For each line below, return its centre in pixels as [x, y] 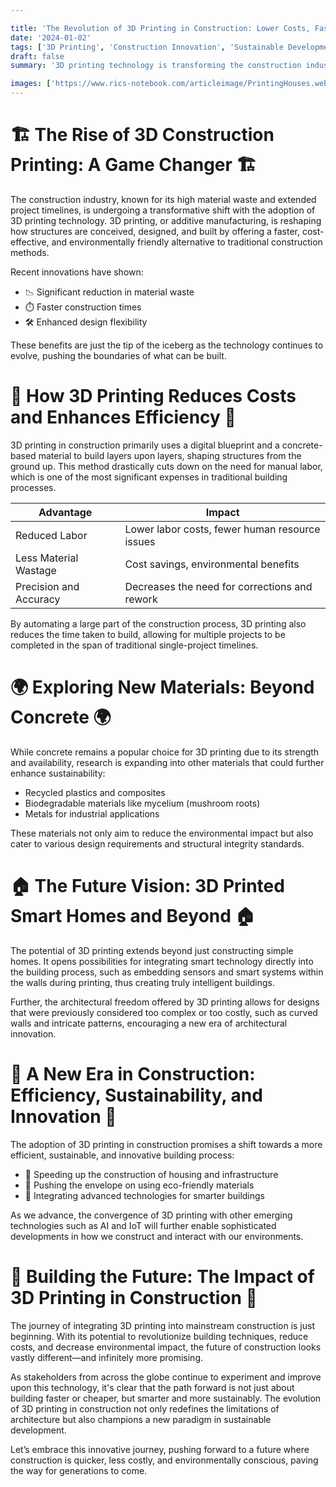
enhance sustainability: [58, 773]
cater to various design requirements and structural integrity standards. [157, 843]
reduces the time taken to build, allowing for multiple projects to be [148, 634]
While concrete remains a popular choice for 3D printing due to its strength [165, 752]
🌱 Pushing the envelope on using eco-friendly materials [139, 1185]
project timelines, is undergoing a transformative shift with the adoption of [163, 210]
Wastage [36, 570]
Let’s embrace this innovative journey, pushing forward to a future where [160, 1449]
